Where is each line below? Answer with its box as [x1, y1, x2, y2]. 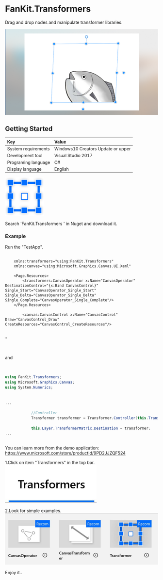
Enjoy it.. [5, 569, 23, 575]
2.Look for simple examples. [5, 508, 62, 514]
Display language [7, 166, 42, 172]
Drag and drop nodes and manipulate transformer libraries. [5, 19, 123, 25]
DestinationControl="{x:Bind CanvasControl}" [5, 283, 98, 288]
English [54, 166, 69, 172]
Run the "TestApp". [5, 244, 44, 250]
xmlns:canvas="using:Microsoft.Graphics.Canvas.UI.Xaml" [14, 263, 131, 269]
